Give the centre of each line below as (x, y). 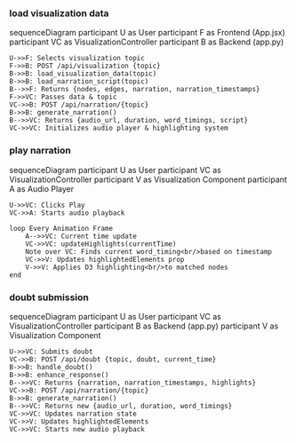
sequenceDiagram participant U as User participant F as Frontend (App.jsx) (148, 33)
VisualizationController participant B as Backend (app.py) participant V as (144, 326)
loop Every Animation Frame (61, 228)
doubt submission (49, 297)
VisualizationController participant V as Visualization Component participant (148, 179)
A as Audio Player (42, 188)
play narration (40, 151)
